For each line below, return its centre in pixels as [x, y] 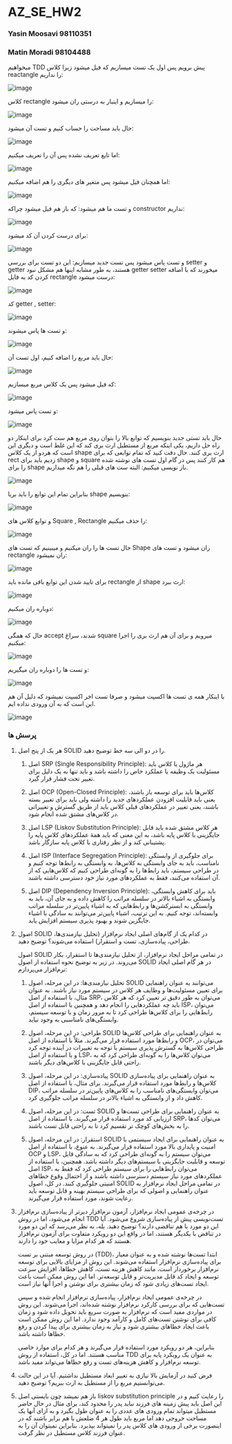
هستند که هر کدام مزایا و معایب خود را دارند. [75, 1241]
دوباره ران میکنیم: [31, 609]
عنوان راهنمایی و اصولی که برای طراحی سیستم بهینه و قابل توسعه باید [118, 1190]
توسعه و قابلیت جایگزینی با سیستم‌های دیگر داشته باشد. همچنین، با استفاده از [127, 1161]
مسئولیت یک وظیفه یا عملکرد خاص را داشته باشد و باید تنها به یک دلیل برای [124, 771]
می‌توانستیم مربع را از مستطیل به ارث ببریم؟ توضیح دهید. [91, 1382]
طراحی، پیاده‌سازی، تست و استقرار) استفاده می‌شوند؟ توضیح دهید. [104, 941]
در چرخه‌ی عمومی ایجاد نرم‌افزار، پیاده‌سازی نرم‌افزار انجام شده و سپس [110, 1297]
